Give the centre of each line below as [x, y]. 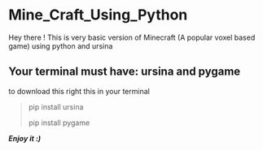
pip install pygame [59, 123]
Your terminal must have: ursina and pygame [125, 72]
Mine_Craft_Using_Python [98, 15]
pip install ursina [56, 106]
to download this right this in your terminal [79, 91]
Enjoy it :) [25, 138]
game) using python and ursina [61, 45]
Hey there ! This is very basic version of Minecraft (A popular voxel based [132, 37]
